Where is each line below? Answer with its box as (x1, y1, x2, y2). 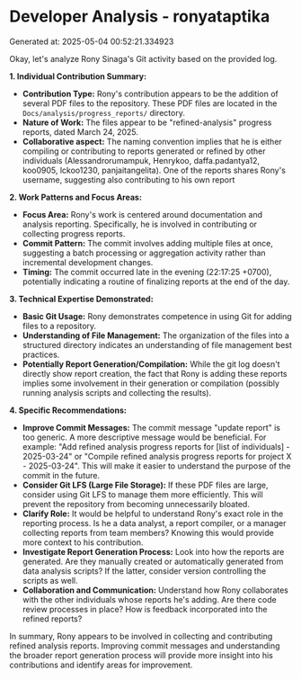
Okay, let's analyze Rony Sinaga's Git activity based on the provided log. (9, 53, 278, 64)
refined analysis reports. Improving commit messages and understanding (9, 640, 280, 651)
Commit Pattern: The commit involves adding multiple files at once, (22, 237, 274, 248)
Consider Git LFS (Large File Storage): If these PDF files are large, (22, 479, 269, 490)
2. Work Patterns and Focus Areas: (9, 192, 142, 202)
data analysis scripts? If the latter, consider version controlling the (22, 565, 267, 576)
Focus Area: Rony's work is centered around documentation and (22, 209, 263, 219)
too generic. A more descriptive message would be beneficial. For (22, 432, 267, 442)
